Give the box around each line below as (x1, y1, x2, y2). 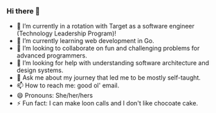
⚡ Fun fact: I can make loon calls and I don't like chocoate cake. (16, 99, 199, 107)
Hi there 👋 (6, 6, 41, 16)
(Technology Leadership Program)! (16, 29, 117, 37)
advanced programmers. (16, 51, 88, 60)
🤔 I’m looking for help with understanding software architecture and (16, 59, 209, 67)
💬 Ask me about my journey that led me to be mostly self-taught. (16, 73, 201, 82)
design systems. (16, 66, 64, 75)
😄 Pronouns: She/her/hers (16, 92, 93, 100)
